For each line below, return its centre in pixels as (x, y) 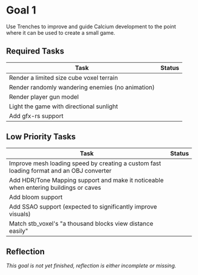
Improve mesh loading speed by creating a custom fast (85, 163)
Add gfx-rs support (36, 116)
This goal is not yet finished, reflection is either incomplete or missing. (91, 266)
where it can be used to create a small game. (61, 32)
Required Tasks (35, 51)
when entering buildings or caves (55, 187)
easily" (19, 231)
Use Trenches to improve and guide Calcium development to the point (91, 26)
